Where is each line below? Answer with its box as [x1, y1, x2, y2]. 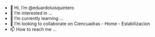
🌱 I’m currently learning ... [10, 15, 64, 21]
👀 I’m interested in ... [10, 10, 53, 16]
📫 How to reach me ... [10, 26, 57, 32]
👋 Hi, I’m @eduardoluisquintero [10, 5, 74, 10]
